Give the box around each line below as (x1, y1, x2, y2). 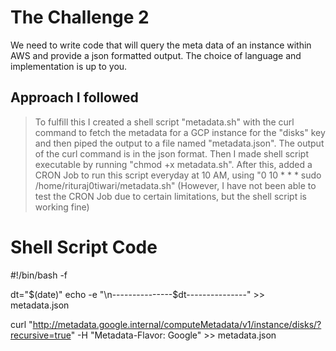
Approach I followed (10, 89, 139, 106)
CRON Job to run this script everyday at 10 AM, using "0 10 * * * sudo (34, 169, 322, 181)
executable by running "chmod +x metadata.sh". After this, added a (34, 158, 313, 170)
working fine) (34, 201, 90, 213)
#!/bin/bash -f (10, 269, 68, 281)
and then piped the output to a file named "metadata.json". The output (34, 137, 325, 149)
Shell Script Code (10, 236, 158, 258)
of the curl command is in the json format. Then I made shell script (34, 147, 309, 160)
